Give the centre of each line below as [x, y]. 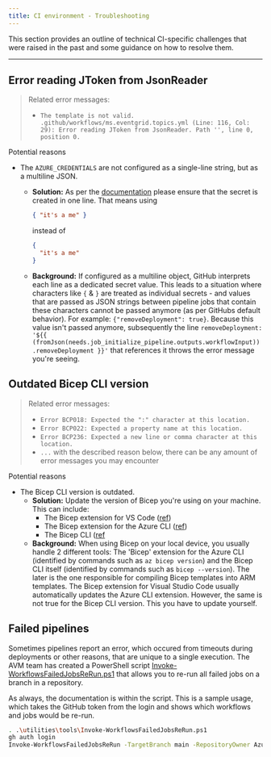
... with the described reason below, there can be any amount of [149, 452]
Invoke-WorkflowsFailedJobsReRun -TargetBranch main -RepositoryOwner [129, 745]
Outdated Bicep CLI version [79, 384]
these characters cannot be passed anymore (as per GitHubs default [146, 310]
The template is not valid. [87, 116]
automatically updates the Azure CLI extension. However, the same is [147, 595]
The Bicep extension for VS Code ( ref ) [108, 517]
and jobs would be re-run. [52, 715]
